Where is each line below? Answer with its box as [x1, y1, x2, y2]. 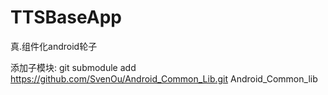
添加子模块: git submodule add [10, 61, 137, 73]
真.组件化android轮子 [10, 40, 98, 52]
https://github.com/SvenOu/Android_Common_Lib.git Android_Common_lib [10, 72, 318, 85]
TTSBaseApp [10, 6, 122, 29]
